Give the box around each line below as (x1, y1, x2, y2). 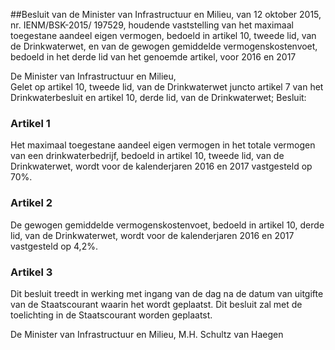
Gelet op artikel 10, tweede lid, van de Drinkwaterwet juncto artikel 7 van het (10, 81, 324, 93)
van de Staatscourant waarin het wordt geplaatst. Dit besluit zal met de (10, 298, 303, 310)
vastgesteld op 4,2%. (10, 240, 98, 252)
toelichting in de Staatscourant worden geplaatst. (10, 309, 213, 321)
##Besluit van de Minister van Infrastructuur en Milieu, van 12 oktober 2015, (10, 9, 322, 20)
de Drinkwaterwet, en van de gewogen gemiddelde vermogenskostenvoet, (10, 40, 318, 52)
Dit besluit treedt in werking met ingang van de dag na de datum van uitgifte (10, 287, 324, 299)
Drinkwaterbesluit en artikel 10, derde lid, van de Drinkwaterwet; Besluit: (10, 92, 307, 103)
